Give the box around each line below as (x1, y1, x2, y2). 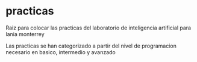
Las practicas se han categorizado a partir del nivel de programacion (5, 42, 177, 49)
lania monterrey (5, 30, 45, 37)
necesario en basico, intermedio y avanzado (5, 48, 116, 55)
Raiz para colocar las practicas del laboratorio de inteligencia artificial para (5, 24, 191, 31)
